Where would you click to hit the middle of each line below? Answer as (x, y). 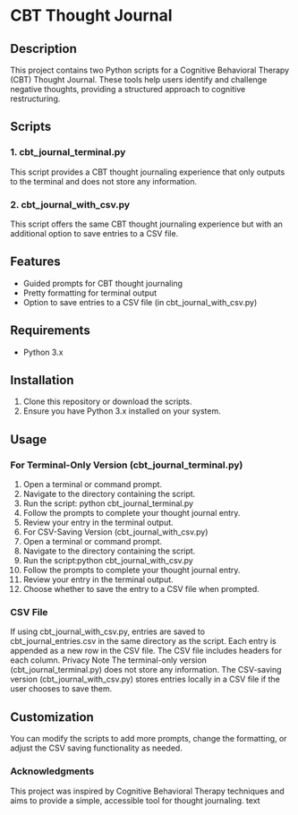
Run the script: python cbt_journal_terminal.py (108, 503)
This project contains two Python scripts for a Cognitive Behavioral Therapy (150, 70)
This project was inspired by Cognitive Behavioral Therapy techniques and (147, 791)
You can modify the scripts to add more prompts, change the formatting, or (149, 739)
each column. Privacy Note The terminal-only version (108, 660)
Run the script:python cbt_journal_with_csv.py (108, 561)
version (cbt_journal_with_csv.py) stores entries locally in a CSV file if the (145, 679)
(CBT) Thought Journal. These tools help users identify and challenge (139, 80)
